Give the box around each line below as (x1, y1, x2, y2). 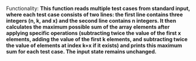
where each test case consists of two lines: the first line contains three (6, 11, 184, 18)
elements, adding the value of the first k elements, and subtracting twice (6, 36, 188, 42)
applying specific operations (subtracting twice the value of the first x (6, 30, 181, 37)
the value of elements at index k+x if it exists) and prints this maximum (6, 42, 182, 49)
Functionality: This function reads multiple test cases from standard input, (6, 5, 190, 12)
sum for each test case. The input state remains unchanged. (6, 48, 157, 55)
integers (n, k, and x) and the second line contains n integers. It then (6, 17, 177, 24)
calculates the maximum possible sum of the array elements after (6, 23, 170, 30)
